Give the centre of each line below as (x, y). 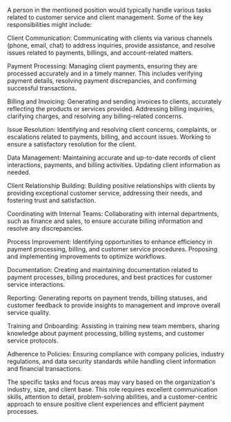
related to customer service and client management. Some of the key (105, 17)
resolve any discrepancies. (46, 228)
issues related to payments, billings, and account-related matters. (100, 52)
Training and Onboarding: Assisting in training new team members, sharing (113, 326)
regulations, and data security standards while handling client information (111, 361)
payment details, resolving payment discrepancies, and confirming (102, 81)
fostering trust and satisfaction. (52, 200)
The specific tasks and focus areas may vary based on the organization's (111, 382)
